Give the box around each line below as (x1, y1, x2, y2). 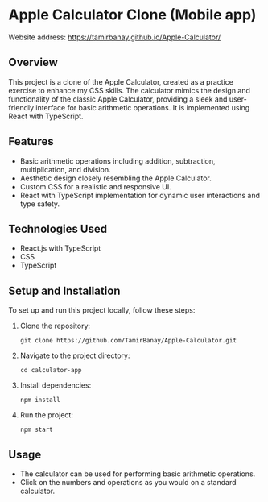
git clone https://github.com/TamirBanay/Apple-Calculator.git (19, 337, 237, 345)
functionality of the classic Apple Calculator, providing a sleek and (8, 94, 228, 104)
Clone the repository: (19, 321, 91, 331)
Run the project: (19, 410, 74, 420)
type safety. (19, 199, 60, 209)
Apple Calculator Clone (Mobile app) (8, 6, 257, 24)
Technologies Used (8, 222, 107, 235)
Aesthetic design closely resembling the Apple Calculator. (19, 173, 212, 183)
